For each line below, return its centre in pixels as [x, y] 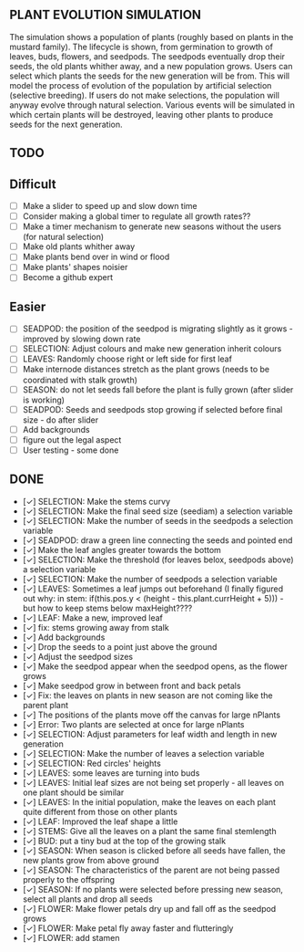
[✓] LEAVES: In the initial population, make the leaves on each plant [149, 801]
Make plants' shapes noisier [75, 267]
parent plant [46, 705]
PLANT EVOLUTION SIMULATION [106, 15]
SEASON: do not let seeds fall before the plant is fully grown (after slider [158, 389]
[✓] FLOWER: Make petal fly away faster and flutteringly [128, 928]
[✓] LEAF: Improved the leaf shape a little [100, 821]
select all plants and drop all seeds [87, 899]
